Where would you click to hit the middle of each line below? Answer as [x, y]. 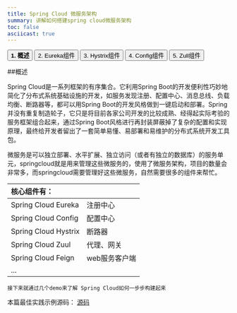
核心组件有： [32, 191]
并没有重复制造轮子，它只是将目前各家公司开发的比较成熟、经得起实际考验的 [119, 113]
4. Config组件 [146, 56]
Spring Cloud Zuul [41, 244]
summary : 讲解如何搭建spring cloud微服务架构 [69, 20]
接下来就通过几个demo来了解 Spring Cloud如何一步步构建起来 [87, 288]
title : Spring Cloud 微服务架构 [52, 14]
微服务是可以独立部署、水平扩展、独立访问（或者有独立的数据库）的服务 [112, 155]
